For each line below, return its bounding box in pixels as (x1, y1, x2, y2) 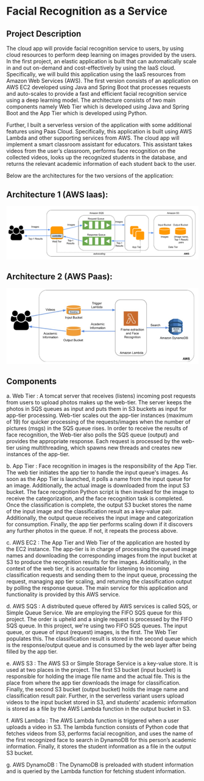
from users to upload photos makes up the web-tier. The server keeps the (6, 399, 192, 406)
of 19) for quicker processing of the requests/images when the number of (6, 418, 191, 426)
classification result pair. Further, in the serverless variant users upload (6, 692, 185, 699)
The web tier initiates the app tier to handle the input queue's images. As (6, 469, 189, 476)
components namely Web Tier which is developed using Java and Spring (6, 103, 189, 110)
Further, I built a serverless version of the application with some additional (6, 121, 192, 129)
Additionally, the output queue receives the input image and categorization (6, 514, 194, 522)
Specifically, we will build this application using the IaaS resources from (6, 71, 186, 77)
